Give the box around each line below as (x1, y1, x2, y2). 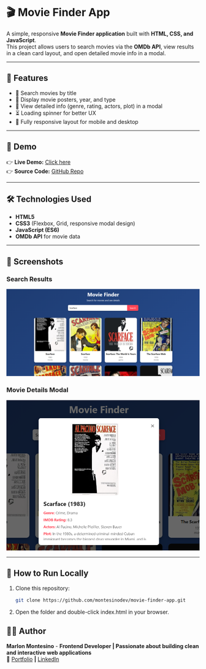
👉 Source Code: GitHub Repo (6, 167, 84, 175)
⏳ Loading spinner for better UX (15, 109, 96, 117)
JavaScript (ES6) (15, 226, 59, 234)
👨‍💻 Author (6, 626, 47, 637)
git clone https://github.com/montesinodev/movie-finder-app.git (15, 597, 186, 603)
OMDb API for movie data (15, 233, 81, 240)
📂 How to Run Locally (6, 568, 89, 579)
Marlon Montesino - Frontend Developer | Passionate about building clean (6, 642, 199, 649)
